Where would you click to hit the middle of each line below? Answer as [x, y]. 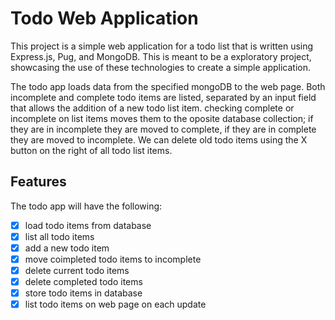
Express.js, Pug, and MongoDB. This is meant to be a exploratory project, [161, 56]
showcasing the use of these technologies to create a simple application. [161, 67]
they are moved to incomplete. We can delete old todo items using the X [159, 139]
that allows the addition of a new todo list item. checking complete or [152, 108]
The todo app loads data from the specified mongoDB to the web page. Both [168, 86]
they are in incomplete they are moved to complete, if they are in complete [163, 129]
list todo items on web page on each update [115, 304]
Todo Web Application [104, 18]
